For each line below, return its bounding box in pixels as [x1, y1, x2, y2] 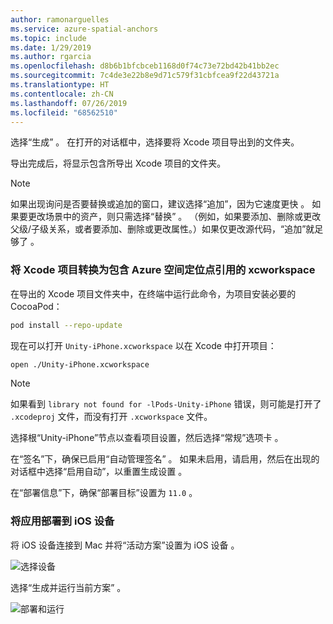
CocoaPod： [10, 300, 63, 312]
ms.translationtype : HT [10, 80, 110, 90]
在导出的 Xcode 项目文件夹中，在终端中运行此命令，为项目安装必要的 [10, 287, 297, 300]
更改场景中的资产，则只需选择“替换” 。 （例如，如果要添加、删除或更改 [27, 211, 322, 223]
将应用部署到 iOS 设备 [10, 514, 115, 528]
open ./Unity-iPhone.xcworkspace [10, 359, 150, 370]
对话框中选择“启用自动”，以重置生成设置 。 [10, 466, 188, 478]
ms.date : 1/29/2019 [10, 42, 92, 53]
